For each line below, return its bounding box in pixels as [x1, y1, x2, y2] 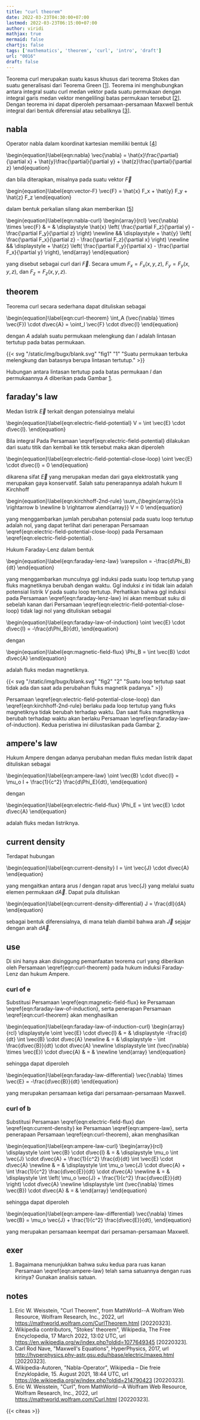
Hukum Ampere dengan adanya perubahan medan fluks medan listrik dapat [6, 754, 193, 761]
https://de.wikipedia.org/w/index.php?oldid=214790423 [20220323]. [14, 1377, 185, 1384]
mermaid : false [6, 36, 44, 42]
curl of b [6, 1104, 31, 1113]
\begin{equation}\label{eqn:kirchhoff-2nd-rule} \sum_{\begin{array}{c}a [6, 497, 184, 504]
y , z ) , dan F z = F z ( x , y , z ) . [6, 268, 67, 277]
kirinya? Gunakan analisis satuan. [14, 1274, 97, 1281]
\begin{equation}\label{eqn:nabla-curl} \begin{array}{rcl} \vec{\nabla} [6, 217, 179, 224]
